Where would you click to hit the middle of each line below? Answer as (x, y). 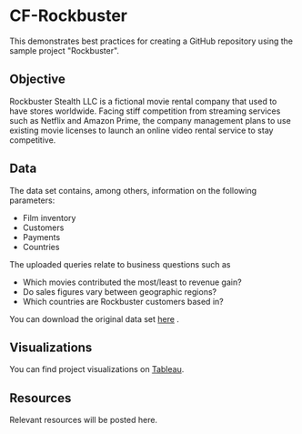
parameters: (32, 200)
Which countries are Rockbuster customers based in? (123, 301)
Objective (38, 80)
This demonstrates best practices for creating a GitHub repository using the (151, 41)
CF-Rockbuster (69, 16)
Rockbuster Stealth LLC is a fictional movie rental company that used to (143, 101)
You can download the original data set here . (95, 318)
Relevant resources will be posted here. (83, 420)
